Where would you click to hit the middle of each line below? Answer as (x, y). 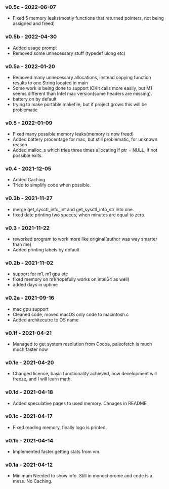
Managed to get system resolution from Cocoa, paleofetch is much (82, 344)
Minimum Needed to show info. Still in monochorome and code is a (82, 476)
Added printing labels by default (46, 250)
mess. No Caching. (32, 481)
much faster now (30, 349)
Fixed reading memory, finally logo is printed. (60, 427)
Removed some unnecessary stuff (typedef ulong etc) (69, 53)
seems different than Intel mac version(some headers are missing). (82, 93)
